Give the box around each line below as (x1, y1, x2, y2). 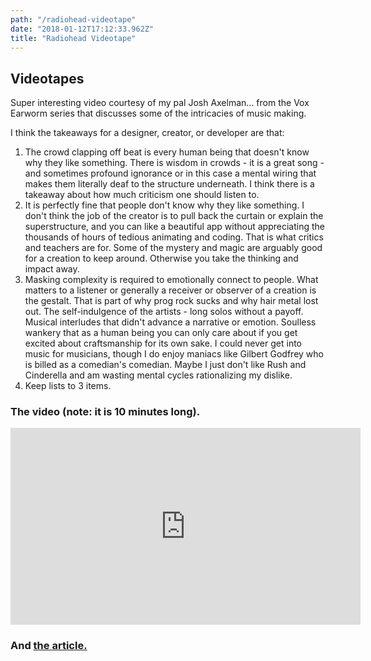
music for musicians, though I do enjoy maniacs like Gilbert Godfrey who (24, 348, 324, 360)
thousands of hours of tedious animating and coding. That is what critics (24, 231, 324, 243)
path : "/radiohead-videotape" (10, 14, 137, 25)
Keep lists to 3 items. (24, 380, 112, 392)
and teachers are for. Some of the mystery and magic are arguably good (24, 242, 323, 254)
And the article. (10, 639, 88, 653)
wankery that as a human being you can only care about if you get (24, 327, 298, 339)
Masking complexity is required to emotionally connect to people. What (24, 274, 319, 286)
